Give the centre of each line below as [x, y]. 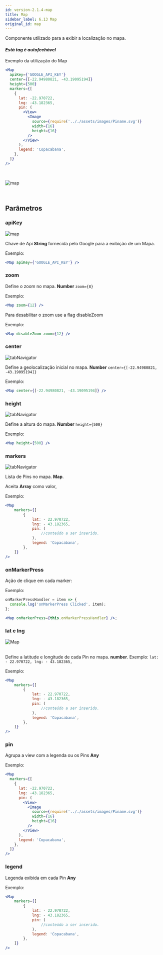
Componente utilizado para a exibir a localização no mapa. [65, 38]
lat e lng [15, 631]
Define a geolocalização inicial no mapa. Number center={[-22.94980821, [81, 367]
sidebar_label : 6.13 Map [31, 19]
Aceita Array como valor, [31, 487]
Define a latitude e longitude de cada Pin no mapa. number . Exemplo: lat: [82, 657]
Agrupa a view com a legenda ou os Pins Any [52, 755]
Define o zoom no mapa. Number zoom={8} [49, 286]
